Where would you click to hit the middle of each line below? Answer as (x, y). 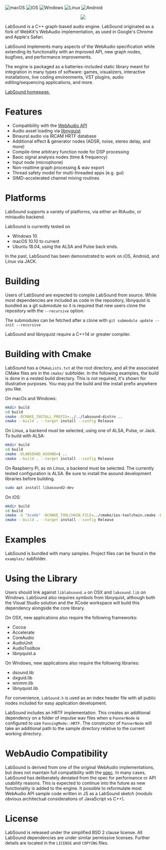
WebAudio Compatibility (57, 754)
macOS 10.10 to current (36, 241)
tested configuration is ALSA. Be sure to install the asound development (78, 473)
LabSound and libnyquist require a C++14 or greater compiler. (68, 334)
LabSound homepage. (28, 92)
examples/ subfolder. (26, 559)
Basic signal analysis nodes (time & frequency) (60, 157)
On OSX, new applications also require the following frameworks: (71, 618)
